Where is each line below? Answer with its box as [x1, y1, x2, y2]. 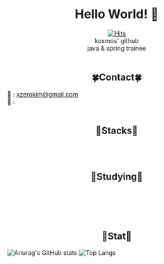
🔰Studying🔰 [90, 170, 144, 183]
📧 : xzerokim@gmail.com [7, 90, 79, 98]
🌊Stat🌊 [101, 230, 132, 242]
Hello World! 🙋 [74, 6, 159, 22]
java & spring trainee [87, 44, 147, 52]
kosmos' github [95, 36, 139, 44]
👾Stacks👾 [95, 125, 138, 137]
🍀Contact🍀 [91, 72, 142, 83]
